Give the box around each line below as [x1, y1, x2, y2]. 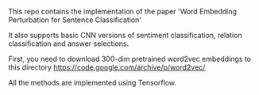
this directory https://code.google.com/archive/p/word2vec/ [8, 63, 206, 72]
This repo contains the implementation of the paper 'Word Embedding [8, 7, 237, 16]
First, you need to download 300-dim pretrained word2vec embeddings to [8, 55, 252, 63]
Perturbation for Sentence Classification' [8, 15, 141, 25]
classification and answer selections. [8, 39, 129, 48]
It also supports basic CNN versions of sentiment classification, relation [8, 31, 242, 40]
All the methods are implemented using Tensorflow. [8, 78, 177, 87]
